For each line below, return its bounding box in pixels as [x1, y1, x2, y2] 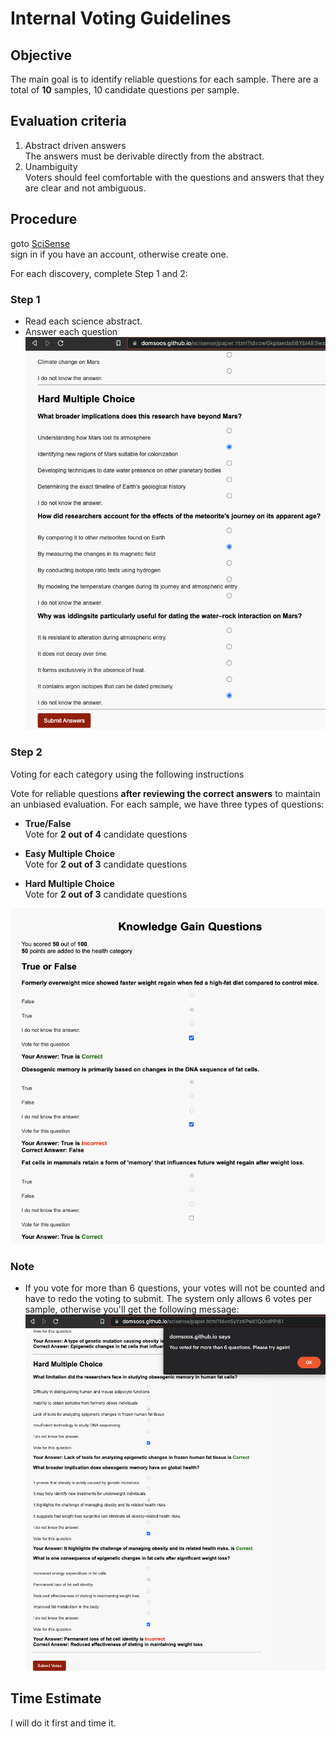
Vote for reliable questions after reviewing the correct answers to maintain [10, 787, 321, 799]
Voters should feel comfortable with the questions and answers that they [24, 171, 325, 183]
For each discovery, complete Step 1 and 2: [10, 267, 188, 279]
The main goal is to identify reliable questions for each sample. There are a [10, 73, 319, 85]
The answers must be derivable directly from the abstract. [24, 150, 265, 162]
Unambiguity [24, 160, 78, 172]
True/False [24, 817, 72, 829]
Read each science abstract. [24, 315, 143, 327]
